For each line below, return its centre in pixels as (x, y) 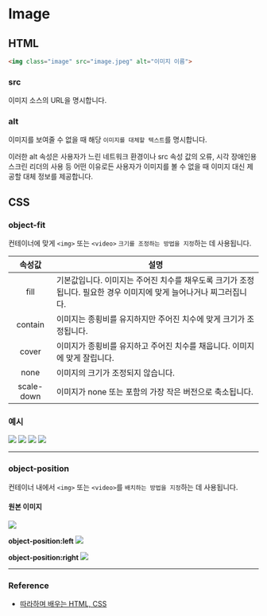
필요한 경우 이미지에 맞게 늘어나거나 (145, 292)
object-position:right (44, 557)
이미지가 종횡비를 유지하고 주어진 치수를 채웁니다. (143, 346)
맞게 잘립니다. (90, 358)
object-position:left (41, 541)
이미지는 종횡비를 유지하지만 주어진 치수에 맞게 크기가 (150, 320)
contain (31, 325)
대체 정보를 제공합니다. (58, 177)
